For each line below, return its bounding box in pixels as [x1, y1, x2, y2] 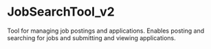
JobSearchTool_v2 [7, 4, 115, 20]
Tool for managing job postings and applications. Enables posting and [7, 27, 205, 35]
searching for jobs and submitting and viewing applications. [7, 33, 177, 42]
